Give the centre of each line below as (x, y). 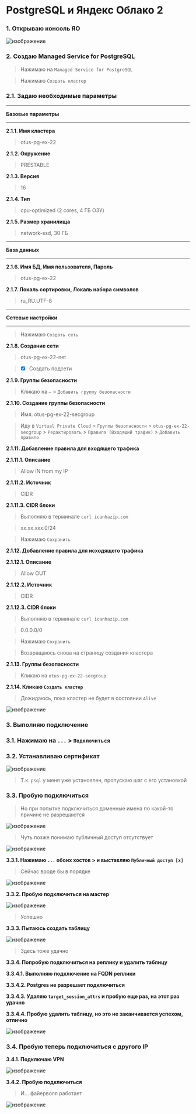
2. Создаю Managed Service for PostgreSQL (71, 56)
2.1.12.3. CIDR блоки (31, 608)
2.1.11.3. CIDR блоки (31, 505)
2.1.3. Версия (23, 176)
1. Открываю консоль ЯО (43, 29)
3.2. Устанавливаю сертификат (53, 756)
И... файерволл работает (51, 1093)
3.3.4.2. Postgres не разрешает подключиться (66, 984)
